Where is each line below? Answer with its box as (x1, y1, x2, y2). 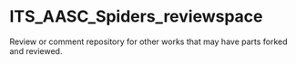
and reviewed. (9, 45, 63, 56)
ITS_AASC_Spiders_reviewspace (9, 6, 263, 27)
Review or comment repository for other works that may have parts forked (9, 36, 289, 47)
